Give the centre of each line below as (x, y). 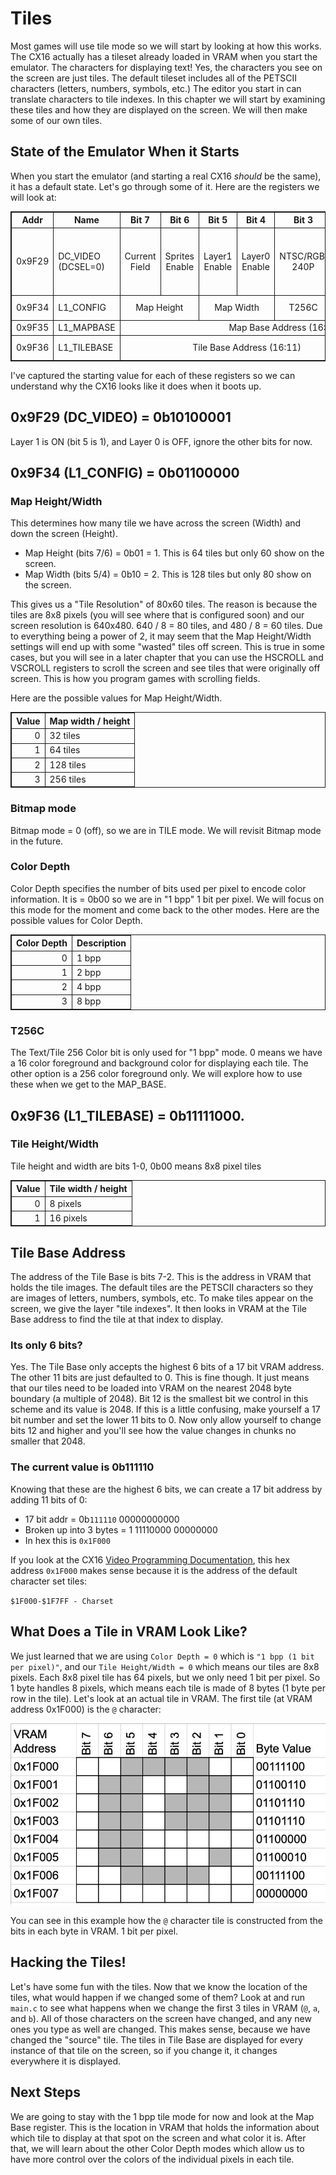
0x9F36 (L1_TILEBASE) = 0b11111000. (127, 1115)
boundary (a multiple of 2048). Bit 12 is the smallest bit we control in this (159, 1399)
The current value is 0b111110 (82, 1467)
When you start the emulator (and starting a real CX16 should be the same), (166, 176)
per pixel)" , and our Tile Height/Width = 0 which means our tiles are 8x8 (165, 1666)
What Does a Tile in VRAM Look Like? (129, 1632)
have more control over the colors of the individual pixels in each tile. (152, 2159)
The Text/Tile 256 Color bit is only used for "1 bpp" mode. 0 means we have (166, 1053)
